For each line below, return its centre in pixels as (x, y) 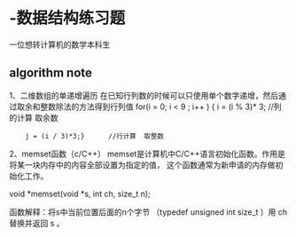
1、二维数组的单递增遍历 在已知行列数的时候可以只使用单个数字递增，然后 (144, 95)
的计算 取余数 (34, 117)
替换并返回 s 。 (37, 223)
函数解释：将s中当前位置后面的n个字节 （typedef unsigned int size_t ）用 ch (148, 212)
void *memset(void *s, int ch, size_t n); (80, 194)
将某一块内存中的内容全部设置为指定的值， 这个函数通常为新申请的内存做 (142, 164)
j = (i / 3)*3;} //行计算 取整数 (94, 136)
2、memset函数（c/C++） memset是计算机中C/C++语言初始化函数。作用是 (147, 154)
